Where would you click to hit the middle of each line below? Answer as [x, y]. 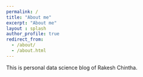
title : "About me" [29, 17]
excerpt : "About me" [32, 23]
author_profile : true [33, 34]
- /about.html [29, 51]
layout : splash [26, 28]
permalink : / [22, 12]
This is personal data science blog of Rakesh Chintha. [72, 67]
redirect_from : [25, 39]
